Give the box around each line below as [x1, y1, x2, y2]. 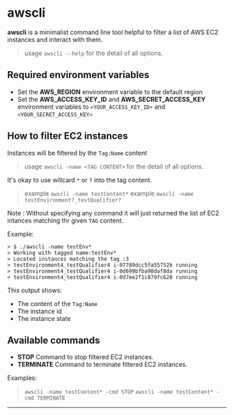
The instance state [17, 314, 71, 322]
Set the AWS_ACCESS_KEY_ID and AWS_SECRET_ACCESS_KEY [17, 95, 206, 103]
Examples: [7, 374, 37, 382]
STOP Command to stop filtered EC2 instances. [17, 353, 154, 361]
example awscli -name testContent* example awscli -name [24, 189, 194, 197]
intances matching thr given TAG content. [7, 216, 124, 225]
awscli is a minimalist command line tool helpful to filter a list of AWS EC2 [7, 28, 219, 36]
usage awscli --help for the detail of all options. [24, 49, 164, 57]
